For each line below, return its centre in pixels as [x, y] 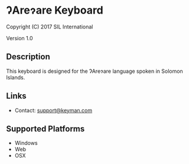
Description [28, 57]
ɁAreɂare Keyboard [55, 10]
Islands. [16, 77]
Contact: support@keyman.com [53, 110]
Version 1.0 [19, 38]
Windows [26, 143]
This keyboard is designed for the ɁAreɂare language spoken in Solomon [94, 71]
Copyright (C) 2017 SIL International [50, 27]
